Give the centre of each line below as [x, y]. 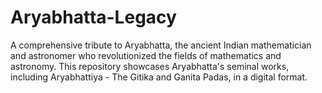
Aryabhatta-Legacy [93, 17]
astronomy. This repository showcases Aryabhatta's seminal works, [150, 66]
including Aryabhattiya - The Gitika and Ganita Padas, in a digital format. [159, 77]
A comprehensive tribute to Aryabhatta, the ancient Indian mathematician [161, 45]
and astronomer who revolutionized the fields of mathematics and [146, 55]
